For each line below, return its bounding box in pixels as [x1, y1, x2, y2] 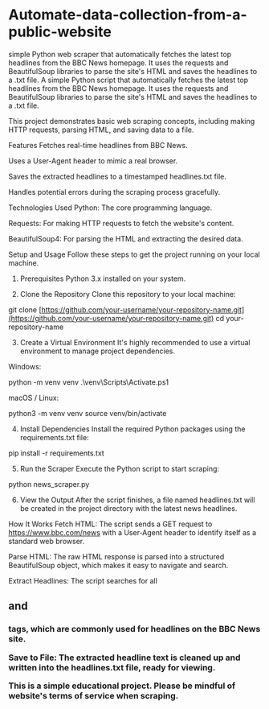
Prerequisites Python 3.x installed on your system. [19, 274, 186, 283]
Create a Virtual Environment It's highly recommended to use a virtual [19, 337, 251, 347]
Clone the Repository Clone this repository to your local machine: [19, 289, 236, 299]
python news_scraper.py [8, 479, 90, 488]
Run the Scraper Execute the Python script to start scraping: [19, 464, 219, 473]
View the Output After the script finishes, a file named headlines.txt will [19, 495, 255, 505]
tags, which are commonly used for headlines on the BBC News [8, 624, 261, 635]
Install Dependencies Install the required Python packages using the [19, 424, 246, 434]
